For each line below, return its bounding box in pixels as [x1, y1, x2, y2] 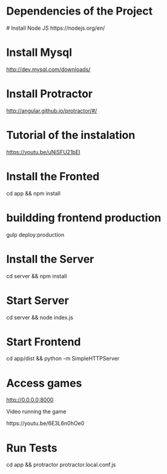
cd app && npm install [6, 189, 61, 197]
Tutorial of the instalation [6, 129, 136, 142]
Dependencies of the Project [6, 4, 153, 18]
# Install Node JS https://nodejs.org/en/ [6, 24, 105, 32]
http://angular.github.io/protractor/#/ [6, 107, 97, 114]
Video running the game [6, 408, 67, 415]
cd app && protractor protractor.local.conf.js [6, 461, 116, 469]
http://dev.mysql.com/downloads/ [6, 66, 91, 73]
